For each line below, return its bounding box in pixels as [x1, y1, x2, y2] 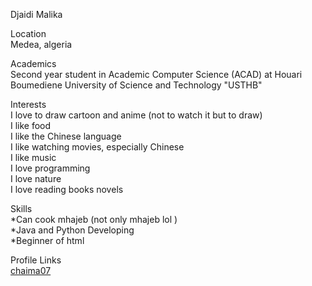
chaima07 [10, 265, 52, 276]
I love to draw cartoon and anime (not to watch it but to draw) [10, 109, 263, 121]
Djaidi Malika [10, 9, 63, 20]
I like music [10, 152, 57, 163]
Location [10, 28, 47, 39]
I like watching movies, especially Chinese [10, 141, 185, 153]
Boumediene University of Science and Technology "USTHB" [10, 79, 263, 91]
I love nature [10, 173, 62, 184]
